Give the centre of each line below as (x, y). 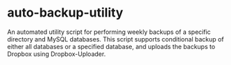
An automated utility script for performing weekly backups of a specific (109, 32)
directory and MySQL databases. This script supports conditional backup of (115, 39)
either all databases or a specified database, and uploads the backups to (111, 46)
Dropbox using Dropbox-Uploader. (57, 54)
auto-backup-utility (65, 13)
